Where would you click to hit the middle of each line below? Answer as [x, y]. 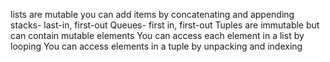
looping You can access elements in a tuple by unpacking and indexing [156, 46]
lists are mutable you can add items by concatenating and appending [152, 14]
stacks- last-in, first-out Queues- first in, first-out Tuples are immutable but [165, 25]
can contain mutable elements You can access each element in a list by [157, 35]
